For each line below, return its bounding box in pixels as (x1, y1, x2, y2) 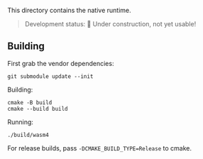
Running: (7, 117, 34, 126)
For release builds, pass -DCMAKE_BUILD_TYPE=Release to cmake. (7, 143, 192, 152)
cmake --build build (7, 105, 69, 112)
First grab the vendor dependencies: (7, 59, 114, 67)
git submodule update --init (7, 72, 94, 80)
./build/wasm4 (7, 131, 50, 138)
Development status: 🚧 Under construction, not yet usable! (24, 20, 197, 28)
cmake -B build (7, 99, 53, 106)
